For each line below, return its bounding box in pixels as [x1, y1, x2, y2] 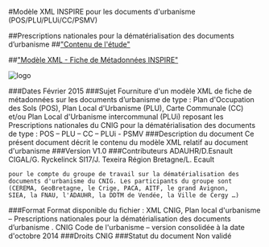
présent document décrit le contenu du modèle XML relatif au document [8, 138, 248, 147]
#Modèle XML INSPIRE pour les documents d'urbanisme [8, 7, 196, 16]
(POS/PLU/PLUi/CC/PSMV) [8, 15, 98, 25]
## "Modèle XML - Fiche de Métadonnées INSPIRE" [8, 56, 179, 64]
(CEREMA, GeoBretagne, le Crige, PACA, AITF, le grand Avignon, [8, 184, 229, 192]
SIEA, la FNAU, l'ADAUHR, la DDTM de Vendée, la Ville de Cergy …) [8, 191, 240, 200]
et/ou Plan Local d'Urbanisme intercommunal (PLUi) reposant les [8, 112, 224, 121]
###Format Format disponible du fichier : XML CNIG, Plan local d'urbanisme [8, 205, 261, 215]
